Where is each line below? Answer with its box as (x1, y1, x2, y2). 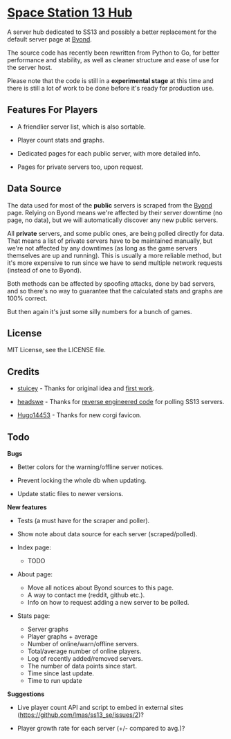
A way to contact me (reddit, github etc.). (27, 591, 145, 599)
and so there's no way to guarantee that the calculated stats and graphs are (7, 286, 223, 295)
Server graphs (27, 625, 69, 633)
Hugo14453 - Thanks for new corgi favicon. (17, 411, 142, 419)
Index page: (17, 543, 52, 551)
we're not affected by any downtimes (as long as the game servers (7, 244, 198, 252)
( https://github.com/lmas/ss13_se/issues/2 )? (17, 711, 144, 719)
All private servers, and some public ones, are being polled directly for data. (7, 229, 225, 237)
